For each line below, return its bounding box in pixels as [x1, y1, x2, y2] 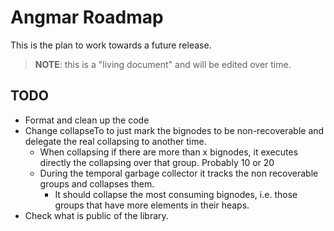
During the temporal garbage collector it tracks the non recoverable [39, 167, 319, 179]
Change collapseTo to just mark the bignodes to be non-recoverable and [24, 124, 325, 136]
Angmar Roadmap [10, 6, 164, 29]
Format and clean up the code [24, 114, 150, 126]
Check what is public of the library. [24, 209, 169, 221]
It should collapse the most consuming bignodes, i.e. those [54, 188, 298, 200]
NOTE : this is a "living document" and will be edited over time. [34, 58, 292, 70]
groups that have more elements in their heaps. [54, 199, 250, 211]
